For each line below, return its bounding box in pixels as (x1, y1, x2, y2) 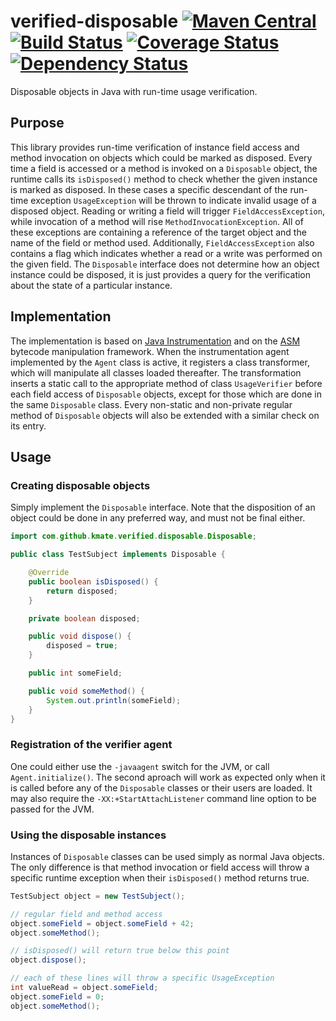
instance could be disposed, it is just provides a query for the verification (10, 268, 312, 280)
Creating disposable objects (10, 478, 151, 492)
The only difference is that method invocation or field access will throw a (10, 861, 310, 873)
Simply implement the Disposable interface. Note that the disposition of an (10, 501, 316, 514)
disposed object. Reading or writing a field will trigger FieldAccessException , (10, 205, 325, 217)
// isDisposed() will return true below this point (10, 946, 230, 956)
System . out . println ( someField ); (46, 695, 182, 705)
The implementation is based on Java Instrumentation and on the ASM (10, 335, 301, 347)
